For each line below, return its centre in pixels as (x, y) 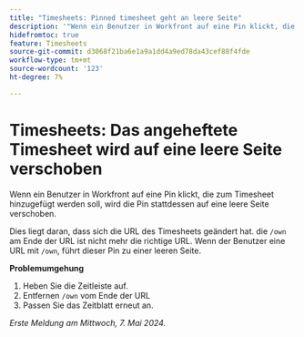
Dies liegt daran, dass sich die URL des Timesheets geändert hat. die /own (148, 231)
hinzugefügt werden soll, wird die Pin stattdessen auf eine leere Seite (140, 204)
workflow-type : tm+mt (51, 60)
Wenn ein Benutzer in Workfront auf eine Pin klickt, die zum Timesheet (142, 194)
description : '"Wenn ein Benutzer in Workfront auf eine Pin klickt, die (152, 26)
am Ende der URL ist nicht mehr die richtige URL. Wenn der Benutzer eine (147, 240)
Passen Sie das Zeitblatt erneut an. (88, 305)
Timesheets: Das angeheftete (124, 130)
